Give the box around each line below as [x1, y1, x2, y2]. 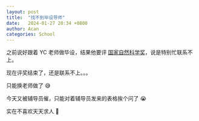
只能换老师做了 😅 [6, 82, 51, 90]
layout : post [6, 8, 39, 15]
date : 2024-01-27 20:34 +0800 [6, 20, 88, 26]
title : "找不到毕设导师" [6, 15, 65, 21]
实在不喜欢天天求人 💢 [6, 108, 59, 115]
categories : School [6, 31, 56, 38]
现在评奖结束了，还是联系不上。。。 [6, 69, 91, 76]
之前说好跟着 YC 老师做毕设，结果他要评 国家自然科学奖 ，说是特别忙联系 [6, 49, 188, 56]
